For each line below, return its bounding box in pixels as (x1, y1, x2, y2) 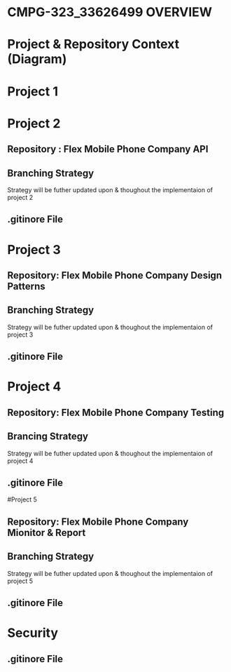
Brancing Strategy (7, 431, 89, 443)
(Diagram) (7, 51, 67, 67)
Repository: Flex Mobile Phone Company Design (7, 269, 223, 281)
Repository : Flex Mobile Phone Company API (7, 143, 209, 155)
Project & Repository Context (7, 36, 180, 53)
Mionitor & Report (7, 527, 86, 539)
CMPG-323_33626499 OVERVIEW (7, 4, 212, 20)
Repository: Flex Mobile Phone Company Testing (7, 406, 225, 418)
